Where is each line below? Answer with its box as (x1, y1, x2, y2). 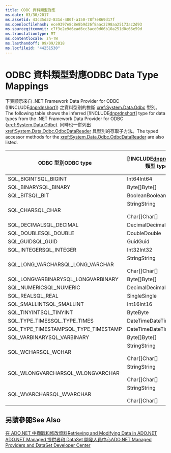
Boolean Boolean (127, 192, 166, 199)
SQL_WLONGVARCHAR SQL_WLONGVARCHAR (8, 369, 120, 376)
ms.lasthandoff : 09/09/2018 (5, 41, 65, 46)
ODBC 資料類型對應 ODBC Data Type (5, 69, 159, 81)
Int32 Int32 (127, 246, 153, 253)
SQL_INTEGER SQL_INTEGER (8, 246, 77, 253)
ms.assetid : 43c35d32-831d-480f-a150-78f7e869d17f (5, 17, 115, 22)
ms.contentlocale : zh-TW (5, 36, 58, 41)
